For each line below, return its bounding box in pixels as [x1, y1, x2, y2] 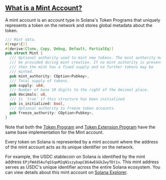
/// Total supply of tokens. [9, 78, 70, 83]
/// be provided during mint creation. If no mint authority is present [9, 60, 163, 65]
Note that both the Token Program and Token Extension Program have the [5, 124, 156, 130]
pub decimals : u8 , [9, 92, 48, 97]
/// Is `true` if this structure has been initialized [9, 97, 125, 102]
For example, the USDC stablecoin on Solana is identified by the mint [5, 153, 145, 159]
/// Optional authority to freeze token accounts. [9, 106, 116, 110]
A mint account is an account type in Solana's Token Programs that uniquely [5, 17, 161, 23]
